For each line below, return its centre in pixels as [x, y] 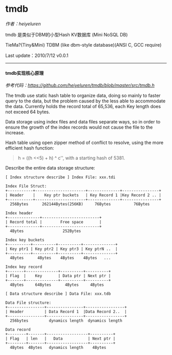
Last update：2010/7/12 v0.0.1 [37, 55]
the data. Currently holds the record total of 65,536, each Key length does [83, 107]
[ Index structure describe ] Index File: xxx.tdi [60, 177]
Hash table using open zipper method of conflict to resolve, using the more [84, 143]
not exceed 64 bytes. [28, 112]
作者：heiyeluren [23, 24]
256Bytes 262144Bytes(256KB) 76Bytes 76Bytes [80, 204]
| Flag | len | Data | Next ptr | [60, 339]
